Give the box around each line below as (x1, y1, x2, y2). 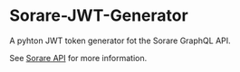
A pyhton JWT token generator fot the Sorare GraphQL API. (9, 35, 231, 46)
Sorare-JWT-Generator (9, 5, 188, 26)
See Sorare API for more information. (9, 52, 148, 63)
